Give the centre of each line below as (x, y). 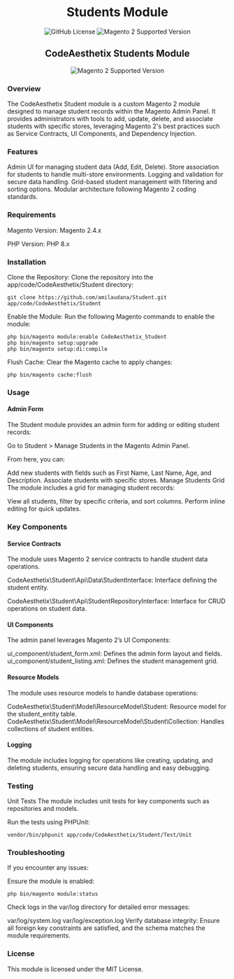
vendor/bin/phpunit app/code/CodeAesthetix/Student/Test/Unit (100, 835)
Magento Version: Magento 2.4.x (54, 230)
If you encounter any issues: (48, 868)
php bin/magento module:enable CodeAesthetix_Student (87, 337)
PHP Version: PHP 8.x (38, 244)
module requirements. (39, 936)
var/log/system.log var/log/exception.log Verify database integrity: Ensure (114, 921)
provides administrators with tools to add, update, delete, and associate (110, 119)
